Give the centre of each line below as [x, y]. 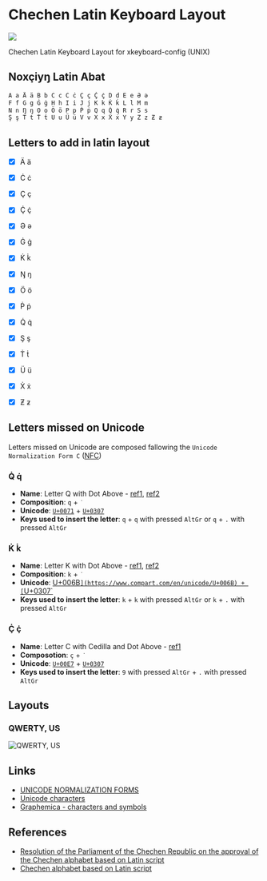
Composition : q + [49, 502]
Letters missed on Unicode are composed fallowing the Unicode [113, 447]
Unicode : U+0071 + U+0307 [62, 511]
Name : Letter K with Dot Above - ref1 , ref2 [90, 566]
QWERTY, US [34, 728]
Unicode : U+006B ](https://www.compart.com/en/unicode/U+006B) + [132, 583]
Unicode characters [52, 799]
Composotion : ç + [50, 655]
